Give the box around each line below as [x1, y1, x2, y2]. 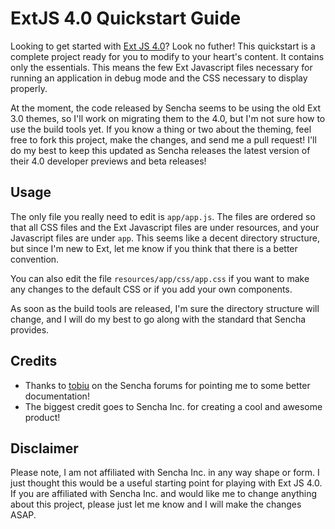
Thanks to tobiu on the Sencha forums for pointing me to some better [24, 379, 311, 391]
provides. [10, 323, 50, 336]
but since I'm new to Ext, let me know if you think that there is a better [10, 242, 298, 254]
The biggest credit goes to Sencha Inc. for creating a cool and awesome [24, 400, 323, 412]
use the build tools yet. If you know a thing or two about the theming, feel [10, 123, 312, 135]
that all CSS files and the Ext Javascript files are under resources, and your [10, 221, 320, 233]
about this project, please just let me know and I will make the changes [10, 498, 302, 511]
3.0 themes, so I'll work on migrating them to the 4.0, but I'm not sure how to [10, 112, 326, 124]
